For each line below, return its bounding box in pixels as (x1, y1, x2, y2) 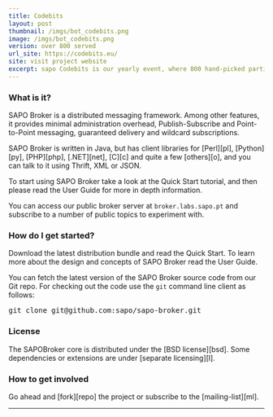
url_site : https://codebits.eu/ (8, 50, 118, 58)
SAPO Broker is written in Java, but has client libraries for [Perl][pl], (8, 143, 234, 153)
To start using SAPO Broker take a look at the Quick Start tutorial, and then (8, 177, 258, 187)
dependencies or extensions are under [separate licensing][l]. (8, 353, 215, 362)
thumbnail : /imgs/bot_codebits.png (8, 27, 129, 35)
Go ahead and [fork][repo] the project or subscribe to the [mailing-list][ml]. (8, 392, 259, 402)
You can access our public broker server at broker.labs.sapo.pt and (8, 201, 238, 211)
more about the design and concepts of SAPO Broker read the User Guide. (8, 257, 258, 267)
